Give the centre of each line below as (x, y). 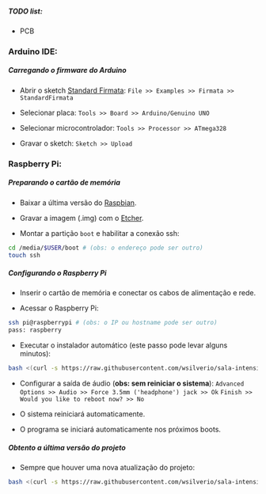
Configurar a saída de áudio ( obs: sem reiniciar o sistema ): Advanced (132, 383)
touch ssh (25, 255)
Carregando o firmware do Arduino (67, 70)
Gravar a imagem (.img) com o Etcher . (82, 218)
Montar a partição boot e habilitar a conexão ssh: (99, 233)
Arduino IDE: (33, 51)
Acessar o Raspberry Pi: (59, 308)
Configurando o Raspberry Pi (57, 273)
